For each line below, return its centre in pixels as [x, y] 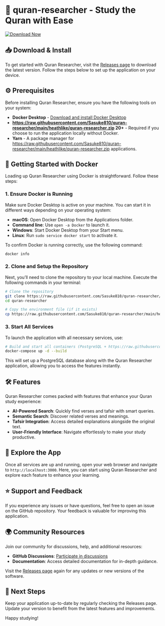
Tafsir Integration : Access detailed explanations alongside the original [83, 421]
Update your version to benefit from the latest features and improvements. [80, 609]
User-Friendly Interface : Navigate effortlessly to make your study [79, 432]
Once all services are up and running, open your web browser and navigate [81, 464]
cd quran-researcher [26, 301]
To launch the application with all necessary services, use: [64, 338]
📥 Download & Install [38, 51]
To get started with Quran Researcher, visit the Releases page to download [81, 65]
